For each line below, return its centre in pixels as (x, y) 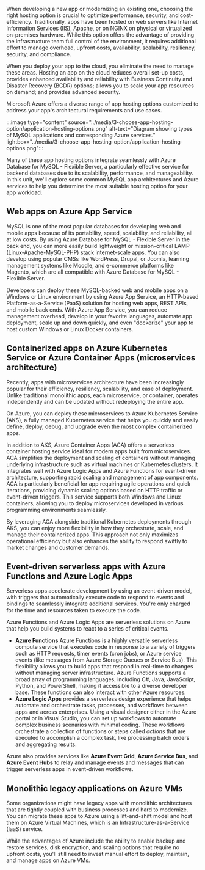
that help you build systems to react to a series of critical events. (88, 629)
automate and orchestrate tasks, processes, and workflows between (101, 706)
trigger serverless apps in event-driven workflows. (70, 769)
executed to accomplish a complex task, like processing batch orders (102, 738)
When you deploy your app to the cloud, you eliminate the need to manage (100, 66)
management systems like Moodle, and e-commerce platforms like (90, 265)
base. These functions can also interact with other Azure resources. (100, 692)
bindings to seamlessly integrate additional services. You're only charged (99, 604)
